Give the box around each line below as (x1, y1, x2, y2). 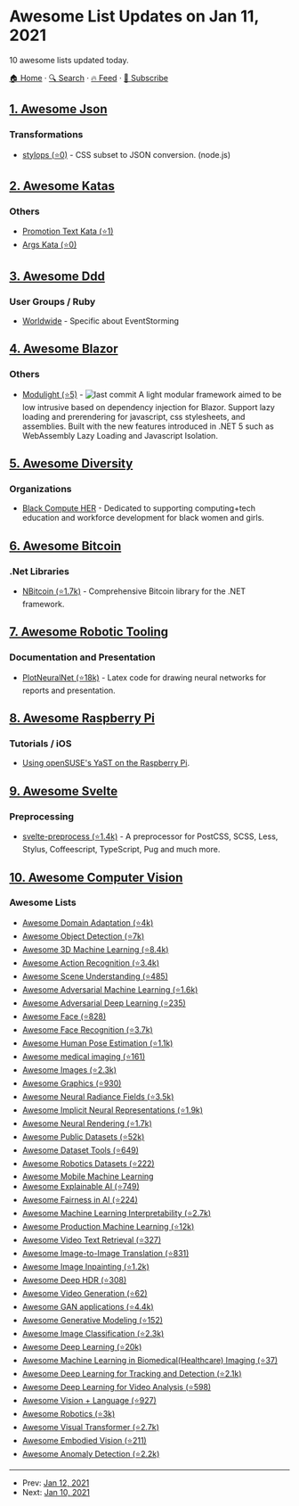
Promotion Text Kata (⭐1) (21, 226, 114, 237)
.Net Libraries (9, 564, 69, 577)
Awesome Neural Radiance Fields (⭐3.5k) (21, 1090, 174, 1102)
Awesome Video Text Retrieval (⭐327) (21, 1234, 162, 1245)
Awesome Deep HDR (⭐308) (21, 1274, 127, 1285)
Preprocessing (9, 810, 74, 822)
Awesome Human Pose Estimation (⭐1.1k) (21, 1037, 174, 1049)
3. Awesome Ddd (9, 268, 105, 284)
